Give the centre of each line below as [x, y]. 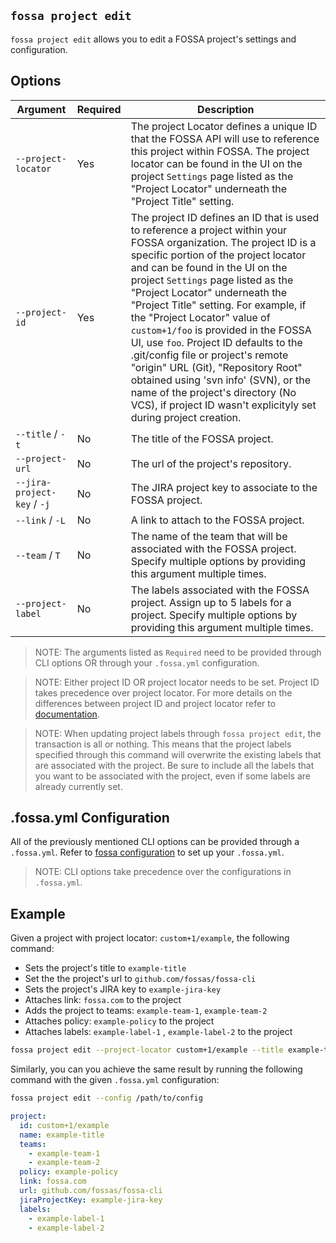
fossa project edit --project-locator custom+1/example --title [147, 1050]
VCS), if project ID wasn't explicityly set [223, 405]
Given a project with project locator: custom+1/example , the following [150, 938]
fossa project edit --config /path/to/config [106, 1098]
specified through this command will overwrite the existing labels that [178, 754]
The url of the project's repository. [211, 463]
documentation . [67, 714]
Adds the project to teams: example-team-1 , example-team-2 [146, 1011]
